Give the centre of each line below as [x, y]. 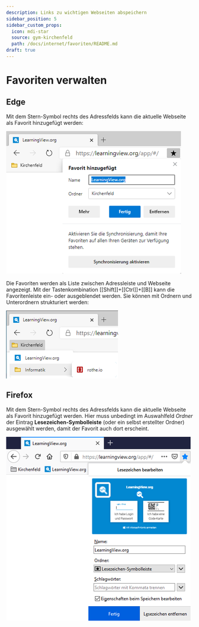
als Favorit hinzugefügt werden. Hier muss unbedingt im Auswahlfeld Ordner [99, 415]
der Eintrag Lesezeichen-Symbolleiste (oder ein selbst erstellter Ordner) [95, 422]
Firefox [20, 395]
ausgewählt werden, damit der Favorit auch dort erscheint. [78, 428]
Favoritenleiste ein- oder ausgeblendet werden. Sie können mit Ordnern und [99, 296]
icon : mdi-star [30, 31]
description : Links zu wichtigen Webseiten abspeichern [76, 12]
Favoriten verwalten [57, 81]
